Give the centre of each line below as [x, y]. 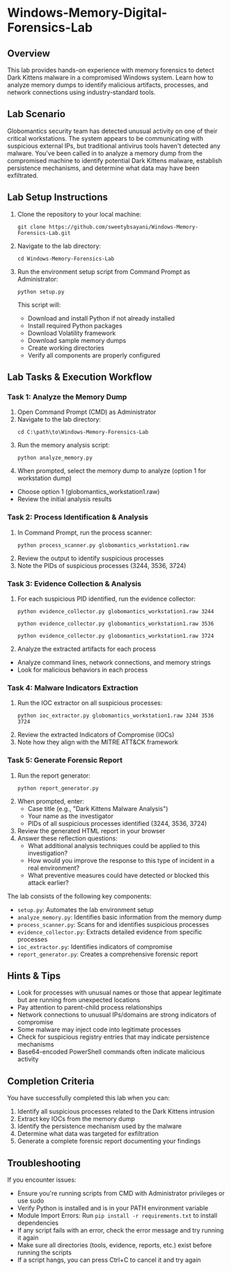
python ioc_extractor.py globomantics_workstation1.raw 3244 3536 [115, 716]
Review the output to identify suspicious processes [90, 558]
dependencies [38, 1223]
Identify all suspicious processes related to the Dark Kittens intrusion [116, 1111]
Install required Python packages [75, 325]
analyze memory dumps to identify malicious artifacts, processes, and [108, 85]
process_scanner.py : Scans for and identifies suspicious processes [113, 924]
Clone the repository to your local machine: [79, 214]
